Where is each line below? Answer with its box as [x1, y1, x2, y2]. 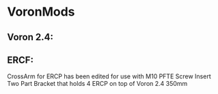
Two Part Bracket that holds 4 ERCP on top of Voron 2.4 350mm [7, 80, 188, 88]
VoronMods [7, 4, 75, 20]
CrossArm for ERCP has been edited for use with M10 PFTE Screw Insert [7, 72, 211, 80]
